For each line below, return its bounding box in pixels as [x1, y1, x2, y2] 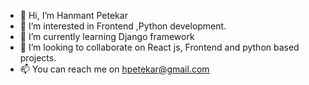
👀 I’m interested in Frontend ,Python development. [19, 20, 227, 32]
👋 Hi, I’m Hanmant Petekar [19, 10, 128, 21]
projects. [19, 52, 57, 64]
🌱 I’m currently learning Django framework [19, 31, 195, 42]
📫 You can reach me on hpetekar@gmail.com [19, 63, 210, 75]
